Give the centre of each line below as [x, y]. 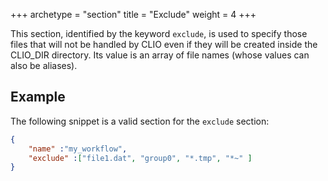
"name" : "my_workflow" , [78, 149]
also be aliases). [44, 65]
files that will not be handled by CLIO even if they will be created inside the [164, 44]
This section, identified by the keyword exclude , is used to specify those [159, 33]
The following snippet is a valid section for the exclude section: [140, 121]
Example [38, 97]
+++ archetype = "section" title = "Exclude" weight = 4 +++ [133, 14]
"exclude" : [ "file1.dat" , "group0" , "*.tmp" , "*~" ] [140, 158]
